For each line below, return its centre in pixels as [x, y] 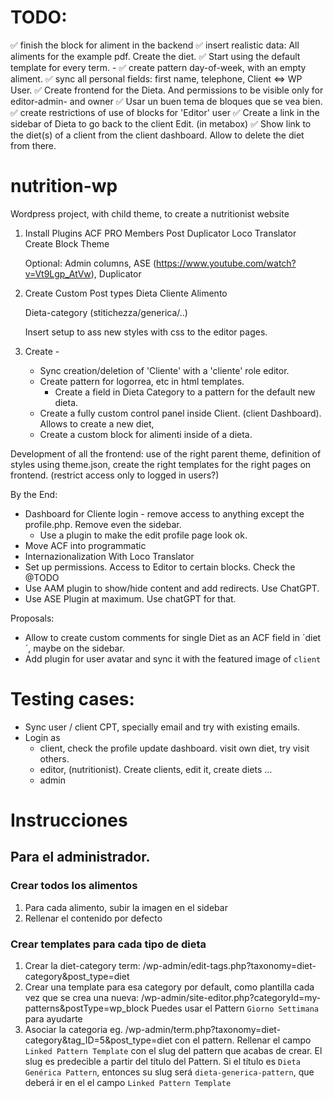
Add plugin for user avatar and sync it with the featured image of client [173, 658]
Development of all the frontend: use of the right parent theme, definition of [166, 453]
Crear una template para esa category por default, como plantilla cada [169, 987]
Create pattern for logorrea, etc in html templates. [142, 381]
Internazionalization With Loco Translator [109, 556]
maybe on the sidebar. [79, 648]
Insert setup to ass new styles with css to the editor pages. [146, 332]
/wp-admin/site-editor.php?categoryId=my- [231, 997]
